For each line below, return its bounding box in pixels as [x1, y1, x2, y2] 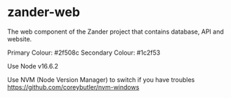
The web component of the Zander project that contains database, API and [7, 27, 225, 36]
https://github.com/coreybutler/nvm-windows [7, 83, 140, 91]
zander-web [7, 4, 81, 20]
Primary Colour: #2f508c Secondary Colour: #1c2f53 [7, 48, 161, 57]
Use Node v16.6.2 [7, 62, 58, 70]
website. [7, 34, 32, 43]
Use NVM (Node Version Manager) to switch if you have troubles [7, 75, 195, 84]
